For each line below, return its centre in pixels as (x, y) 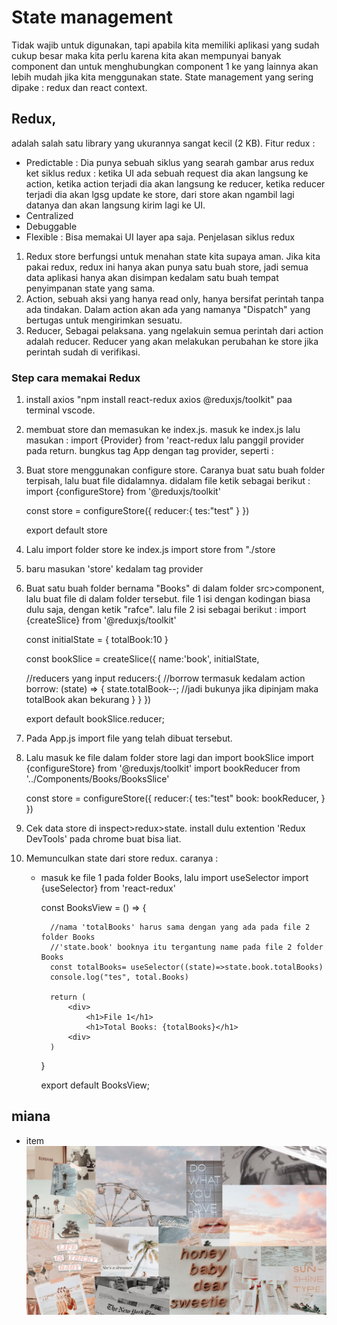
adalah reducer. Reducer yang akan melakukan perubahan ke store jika (172, 341)
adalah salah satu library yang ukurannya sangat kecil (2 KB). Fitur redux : (163, 143)
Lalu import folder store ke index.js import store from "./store (150, 550)
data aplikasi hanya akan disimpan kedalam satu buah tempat (152, 277)
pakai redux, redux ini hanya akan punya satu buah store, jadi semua (167, 267)
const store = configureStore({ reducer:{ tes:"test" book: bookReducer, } (175, 798)
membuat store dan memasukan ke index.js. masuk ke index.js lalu (163, 430)
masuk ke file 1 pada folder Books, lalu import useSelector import (174, 878)
